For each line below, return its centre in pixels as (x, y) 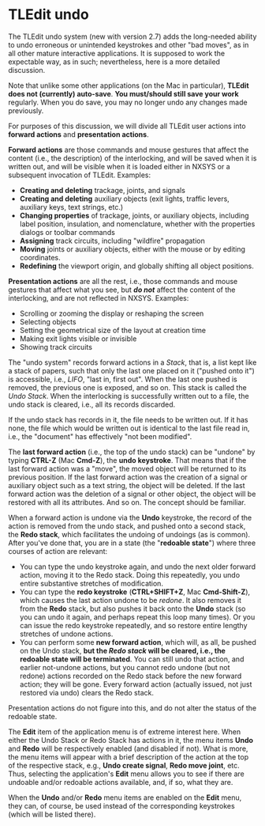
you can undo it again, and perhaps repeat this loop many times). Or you (137, 617)
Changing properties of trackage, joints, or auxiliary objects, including (134, 215)
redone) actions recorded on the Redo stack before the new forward (131, 676)
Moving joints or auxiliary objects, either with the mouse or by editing (132, 249)
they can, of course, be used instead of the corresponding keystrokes (121, 805)
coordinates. (40, 257)
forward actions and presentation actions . (78, 134)
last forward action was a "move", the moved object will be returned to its (127, 468)
